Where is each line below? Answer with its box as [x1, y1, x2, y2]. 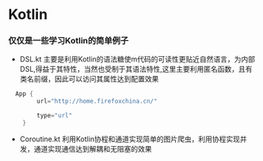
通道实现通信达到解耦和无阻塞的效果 [33, 144, 152, 153]
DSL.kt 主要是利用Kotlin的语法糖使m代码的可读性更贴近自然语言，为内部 [19, 54, 256, 64]
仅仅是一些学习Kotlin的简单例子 [8, 36, 129, 47]
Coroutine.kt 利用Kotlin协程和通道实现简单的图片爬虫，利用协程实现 [19, 134, 240, 144]
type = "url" [36, 112, 73, 120]
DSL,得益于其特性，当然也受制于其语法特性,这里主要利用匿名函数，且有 [19, 65, 253, 74]
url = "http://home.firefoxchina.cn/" [36, 97, 158, 106]
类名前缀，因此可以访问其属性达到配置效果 [19, 74, 159, 84]
